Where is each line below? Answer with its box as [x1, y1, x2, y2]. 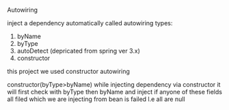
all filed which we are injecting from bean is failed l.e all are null [7, 95, 186, 103]
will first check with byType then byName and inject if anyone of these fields [7, 88, 222, 96]
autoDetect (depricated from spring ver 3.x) [16, 47, 140, 55]
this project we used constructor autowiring [7, 68, 130, 75]
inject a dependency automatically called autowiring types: [7, 19, 173, 27]
